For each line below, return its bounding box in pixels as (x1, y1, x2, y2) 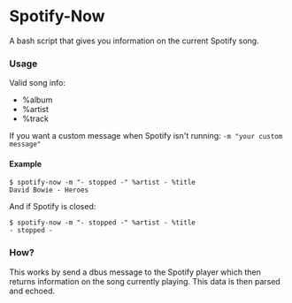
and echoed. (9, 285, 56, 296)
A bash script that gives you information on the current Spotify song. (9, 35, 259, 46)
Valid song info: (9, 78, 66, 88)
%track (21, 113, 49, 125)
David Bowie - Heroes (9, 186, 89, 195)
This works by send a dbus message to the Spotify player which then (9, 267, 261, 277)
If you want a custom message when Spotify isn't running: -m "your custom (9, 131, 283, 141)
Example (9, 158, 42, 169)
